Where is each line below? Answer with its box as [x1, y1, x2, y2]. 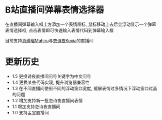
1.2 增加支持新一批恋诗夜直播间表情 [12, 97, 83, 103]
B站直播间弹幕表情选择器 [5, 4, 104, 15]
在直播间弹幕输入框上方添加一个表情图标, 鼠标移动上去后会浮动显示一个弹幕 [5, 21, 156, 27]
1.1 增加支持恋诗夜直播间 [12, 104, 61, 109]
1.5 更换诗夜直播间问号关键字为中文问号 [12, 73, 91, 79]
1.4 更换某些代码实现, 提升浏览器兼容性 [12, 79, 90, 85]
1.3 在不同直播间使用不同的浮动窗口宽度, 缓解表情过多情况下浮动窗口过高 [12, 85, 158, 91]
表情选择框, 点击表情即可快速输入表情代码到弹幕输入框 [5, 27, 114, 33]
